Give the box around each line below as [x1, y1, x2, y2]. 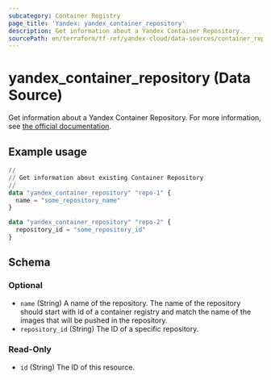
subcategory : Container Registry [8, 11, 121, 20]
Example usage [8, 144, 87, 158]
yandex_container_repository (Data [8, 69, 252, 87]
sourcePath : [8, 34, 48, 43]
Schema [8, 256, 51, 269]
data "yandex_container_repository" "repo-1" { [8, 189, 172, 197]
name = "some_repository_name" [15, 196, 121, 204]
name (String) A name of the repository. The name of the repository [19, 298, 241, 307]
